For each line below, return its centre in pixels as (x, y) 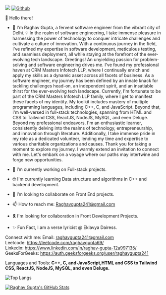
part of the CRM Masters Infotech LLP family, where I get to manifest (82, 96)
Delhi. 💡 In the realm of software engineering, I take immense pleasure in (86, 33)
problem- (150, 59)
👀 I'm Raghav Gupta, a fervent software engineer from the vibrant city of (86, 28)
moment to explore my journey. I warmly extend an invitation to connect (85, 149)
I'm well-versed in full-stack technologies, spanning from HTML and (82, 112)
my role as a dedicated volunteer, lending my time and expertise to (80, 139)
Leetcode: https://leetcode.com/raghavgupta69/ (55, 243)
